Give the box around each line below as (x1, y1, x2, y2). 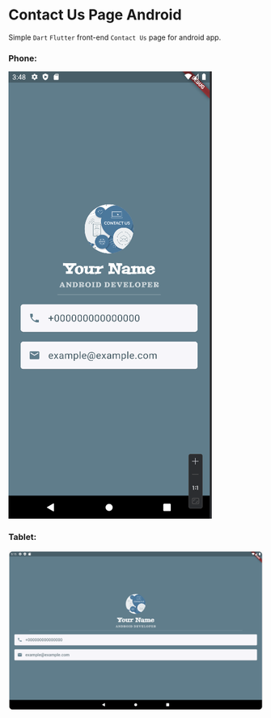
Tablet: (8, 532, 37, 543)
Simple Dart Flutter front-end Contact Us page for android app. (8, 32, 222, 42)
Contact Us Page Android (8, 6, 182, 24)
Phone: (8, 53, 38, 64)
